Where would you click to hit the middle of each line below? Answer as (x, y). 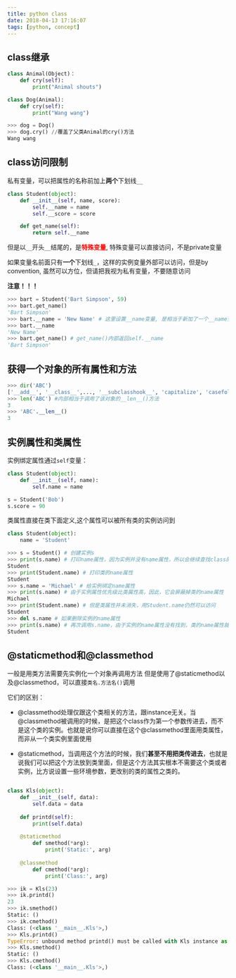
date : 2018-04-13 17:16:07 (47, 20)
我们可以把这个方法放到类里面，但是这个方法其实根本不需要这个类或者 (125, 762)
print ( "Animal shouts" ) (67, 87)
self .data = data (58, 804)
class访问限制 (38, 162)
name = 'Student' (45, 540)
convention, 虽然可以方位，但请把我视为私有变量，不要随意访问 (99, 271)
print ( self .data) (58, 824)
